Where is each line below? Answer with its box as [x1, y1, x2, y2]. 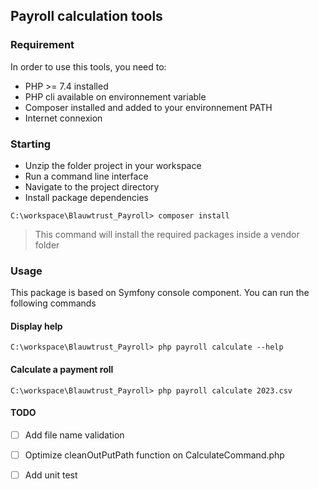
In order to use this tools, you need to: [10, 60, 167, 73]
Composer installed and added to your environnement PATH [24, 101, 273, 113]
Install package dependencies [24, 191, 149, 203]
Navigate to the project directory [24, 180, 160, 193]
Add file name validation [24, 429, 125, 441]
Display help [10, 320, 63, 332]
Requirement [10, 38, 75, 52]
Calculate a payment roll [10, 364, 114, 376]
